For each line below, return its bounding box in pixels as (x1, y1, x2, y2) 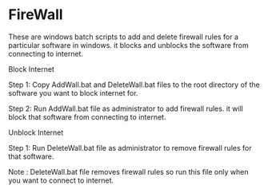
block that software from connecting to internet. (8, 112, 166, 121)
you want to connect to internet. (8, 175, 114, 185)
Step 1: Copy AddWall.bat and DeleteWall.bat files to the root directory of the (8, 80, 260, 89)
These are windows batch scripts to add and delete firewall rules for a (8, 32, 238, 41)
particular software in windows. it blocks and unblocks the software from (8, 40, 250, 49)
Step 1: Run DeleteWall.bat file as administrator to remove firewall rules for (8, 143, 252, 152)
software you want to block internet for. (8, 88, 138, 97)
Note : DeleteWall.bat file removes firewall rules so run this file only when (8, 167, 249, 176)
